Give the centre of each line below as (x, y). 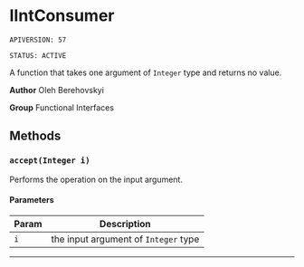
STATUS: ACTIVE (38, 55)
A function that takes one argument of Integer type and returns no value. (146, 72)
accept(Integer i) (50, 161)
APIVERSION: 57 (38, 40)
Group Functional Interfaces (62, 107)
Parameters (32, 200)
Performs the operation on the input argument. (96, 179)
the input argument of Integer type (125, 239)
